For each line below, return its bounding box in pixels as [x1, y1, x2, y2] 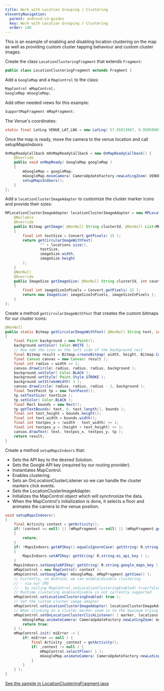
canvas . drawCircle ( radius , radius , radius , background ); [14, 366, 137, 371]
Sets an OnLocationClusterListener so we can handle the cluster [12, 477, 142, 483]
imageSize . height [40, 256, 76, 261]
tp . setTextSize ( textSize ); [14, 393, 73, 398]
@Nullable [14, 215, 34, 220]
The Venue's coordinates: [5, 118, 57, 124]
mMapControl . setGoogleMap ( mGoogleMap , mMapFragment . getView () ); [14, 572, 152, 577]
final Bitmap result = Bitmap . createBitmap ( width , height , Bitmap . [14, 352, 156, 357]
